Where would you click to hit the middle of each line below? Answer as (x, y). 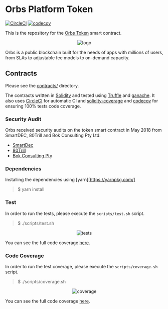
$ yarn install (31, 189)
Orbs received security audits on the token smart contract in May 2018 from (83, 130)
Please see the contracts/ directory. (42, 85)
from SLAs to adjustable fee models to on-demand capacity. (67, 58)
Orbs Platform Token (49, 9)
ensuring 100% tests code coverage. (43, 106)
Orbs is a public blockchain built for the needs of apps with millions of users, (84, 52)
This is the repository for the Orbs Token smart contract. (63, 33)
